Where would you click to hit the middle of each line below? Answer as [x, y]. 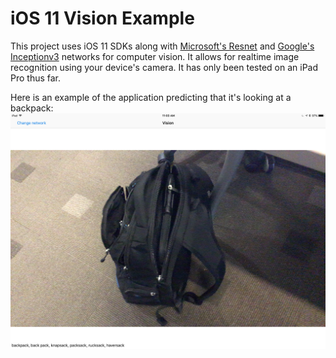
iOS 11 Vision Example [102, 18]
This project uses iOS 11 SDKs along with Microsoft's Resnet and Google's [162, 46]
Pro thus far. [36, 78]
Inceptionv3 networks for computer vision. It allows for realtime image [155, 56]
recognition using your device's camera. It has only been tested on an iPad [164, 67]
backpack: [32, 108]
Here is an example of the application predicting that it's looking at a [151, 97]
